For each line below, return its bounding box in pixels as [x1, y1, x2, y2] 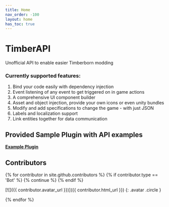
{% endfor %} [5, 197, 34, 203]
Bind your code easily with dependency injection [12, 84, 114, 90]
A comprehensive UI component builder [12, 94, 96, 101]
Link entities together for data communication [12, 116, 107, 122]
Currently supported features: [5, 73, 81, 80]
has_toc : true [5, 21, 35, 27]
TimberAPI [5, 43, 51, 54]
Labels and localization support [12, 110, 78, 116]
